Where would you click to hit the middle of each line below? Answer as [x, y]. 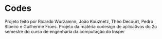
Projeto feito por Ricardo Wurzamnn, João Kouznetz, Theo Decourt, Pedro [79, 21]
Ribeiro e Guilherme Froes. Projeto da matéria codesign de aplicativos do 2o [81, 26]
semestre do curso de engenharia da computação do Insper [65, 31]
